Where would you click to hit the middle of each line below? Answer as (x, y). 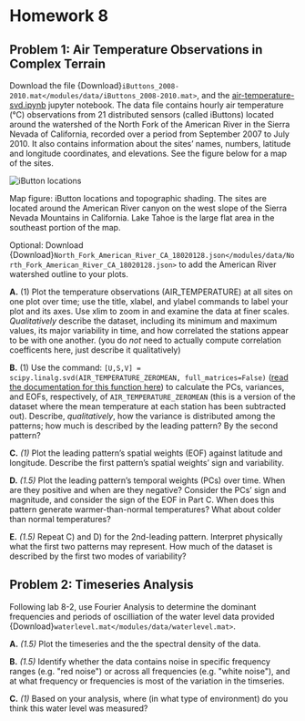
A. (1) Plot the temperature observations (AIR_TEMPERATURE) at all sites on (151, 292)
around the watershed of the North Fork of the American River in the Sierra (150, 124)
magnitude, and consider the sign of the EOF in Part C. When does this (142, 500)
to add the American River (228, 264)
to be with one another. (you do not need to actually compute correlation (146, 340)
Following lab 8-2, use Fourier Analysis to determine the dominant (133, 606)
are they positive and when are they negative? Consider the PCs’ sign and (148, 490)
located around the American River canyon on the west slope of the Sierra (148, 208)
